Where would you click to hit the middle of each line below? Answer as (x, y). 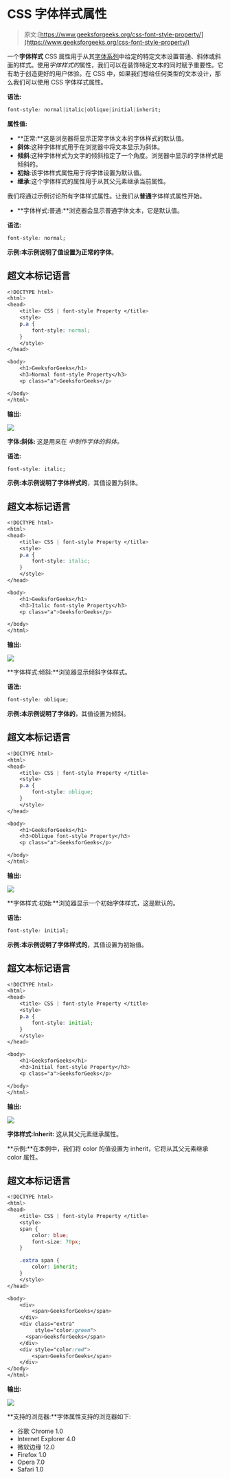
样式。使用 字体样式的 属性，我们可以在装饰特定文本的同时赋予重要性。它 (121, 65)
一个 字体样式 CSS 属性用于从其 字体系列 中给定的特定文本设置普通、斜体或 (111, 56)
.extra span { (39, 1261)
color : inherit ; (55, 1267)
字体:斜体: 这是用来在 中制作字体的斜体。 (65, 441)
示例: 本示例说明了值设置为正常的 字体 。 (62, 252)
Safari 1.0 (30, 1469)
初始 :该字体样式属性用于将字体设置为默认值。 (81, 172)
